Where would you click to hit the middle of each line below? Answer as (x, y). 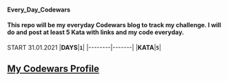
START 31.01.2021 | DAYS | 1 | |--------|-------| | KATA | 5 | (84, 47)
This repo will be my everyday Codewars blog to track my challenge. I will (114, 25)
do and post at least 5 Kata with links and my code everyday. (96, 32)
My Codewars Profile (53, 69)
